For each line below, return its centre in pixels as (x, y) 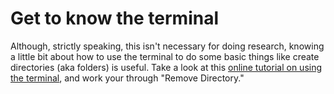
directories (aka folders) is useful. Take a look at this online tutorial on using (166, 67)
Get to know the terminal (115, 18)
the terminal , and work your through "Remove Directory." (127, 78)
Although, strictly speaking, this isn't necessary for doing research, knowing (167, 46)
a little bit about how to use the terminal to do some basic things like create (165, 56)
